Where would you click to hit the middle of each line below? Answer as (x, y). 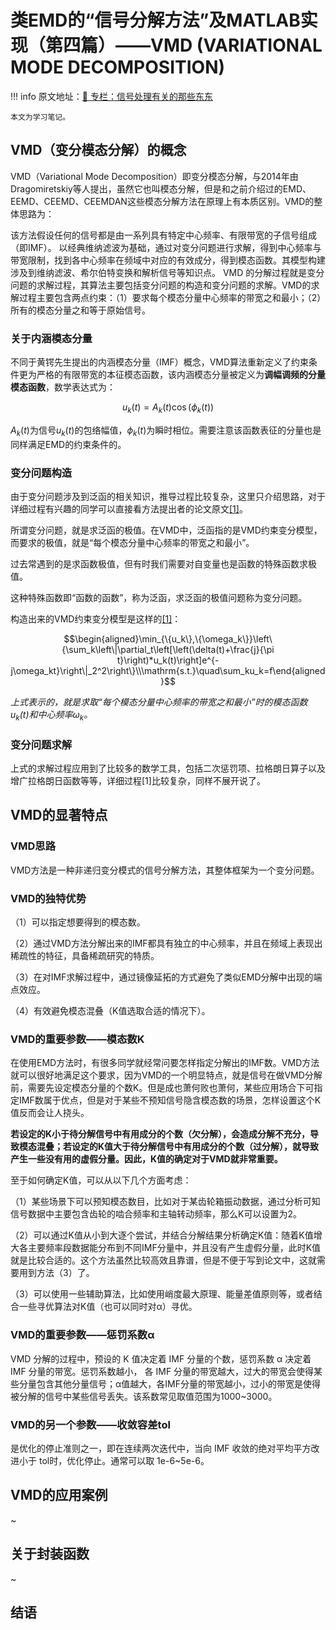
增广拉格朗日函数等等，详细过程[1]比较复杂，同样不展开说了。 (138, 781)
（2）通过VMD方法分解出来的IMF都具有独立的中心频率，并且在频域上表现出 (166, 943)
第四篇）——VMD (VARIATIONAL (184, 45)
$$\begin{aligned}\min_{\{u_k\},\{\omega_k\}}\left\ (168, 638)
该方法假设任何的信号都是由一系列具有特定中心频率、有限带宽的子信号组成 (163, 235)
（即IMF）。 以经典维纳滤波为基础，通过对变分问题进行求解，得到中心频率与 (166, 247)
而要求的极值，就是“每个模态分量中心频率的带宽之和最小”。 (132, 542)
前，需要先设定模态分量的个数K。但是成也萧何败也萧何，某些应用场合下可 (162, 1088)
